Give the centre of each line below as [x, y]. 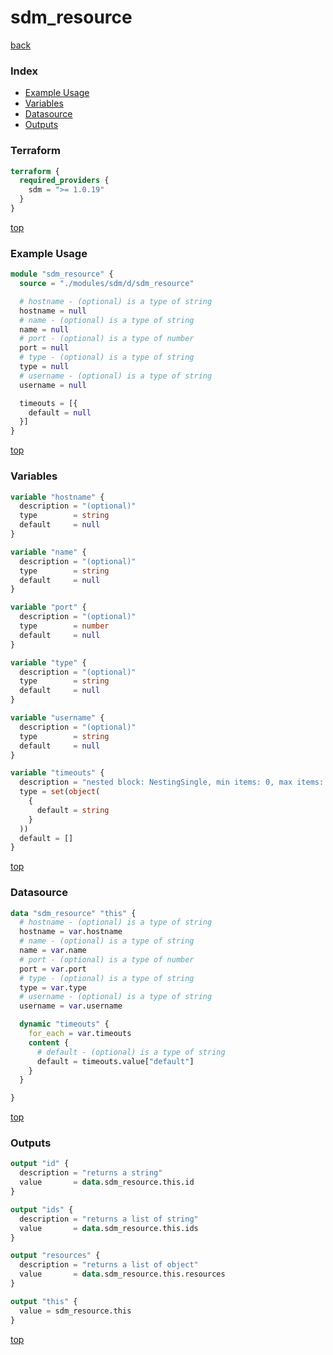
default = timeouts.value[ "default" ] [115, 1061]
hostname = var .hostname [71, 932]
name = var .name [53, 951]
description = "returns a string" [91, 1173]
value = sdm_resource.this [75, 1311]
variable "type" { [48, 662]
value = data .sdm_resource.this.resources [122, 1274]
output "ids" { [42, 1209]
